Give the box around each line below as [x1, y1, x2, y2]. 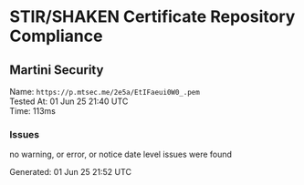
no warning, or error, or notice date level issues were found [9, 149, 233, 160]
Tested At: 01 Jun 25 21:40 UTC [9, 96, 129, 107]
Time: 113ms [9, 106, 57, 116]
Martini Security [9, 62, 104, 77]
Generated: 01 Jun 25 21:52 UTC [9, 167, 132, 178]
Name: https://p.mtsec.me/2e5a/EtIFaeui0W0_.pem [9, 87, 201, 97]
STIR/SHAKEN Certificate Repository [9, 6, 296, 27]
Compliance [9, 26, 103, 46]
